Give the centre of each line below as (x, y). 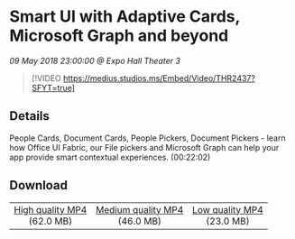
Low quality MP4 (228, 209)
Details (29, 116)
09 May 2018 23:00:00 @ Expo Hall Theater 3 (95, 60)
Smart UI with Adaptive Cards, (125, 17)
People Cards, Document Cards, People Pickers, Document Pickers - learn (147, 138)
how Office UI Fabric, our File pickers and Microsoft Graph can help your (144, 147)
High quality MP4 (51, 209)
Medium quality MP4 (140, 209)
